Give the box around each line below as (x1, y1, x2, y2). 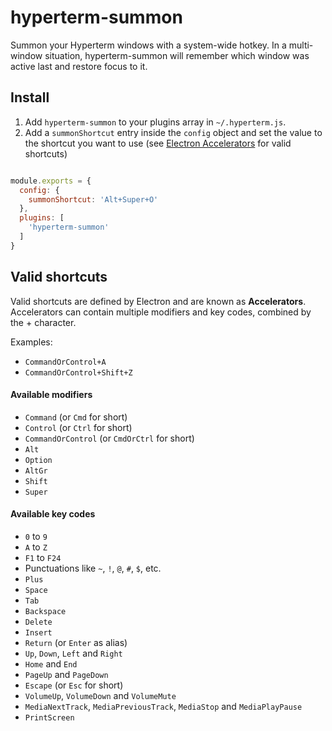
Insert (24, 627, 53, 638)
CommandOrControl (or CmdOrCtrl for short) (24, 432, 195, 444)
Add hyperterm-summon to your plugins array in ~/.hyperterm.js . (24, 116, 287, 128)
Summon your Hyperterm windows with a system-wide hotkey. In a (10, 39, 287, 51)
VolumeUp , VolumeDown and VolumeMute (24, 689, 177, 701)
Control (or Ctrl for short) (24, 421, 133, 433)
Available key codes (10, 508, 96, 520)
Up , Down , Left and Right (24, 647, 123, 659)
